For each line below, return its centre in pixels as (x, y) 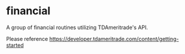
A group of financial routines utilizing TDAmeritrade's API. (77, 27)
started (15, 45)
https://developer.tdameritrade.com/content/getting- (114, 39)
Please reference (27, 39)
